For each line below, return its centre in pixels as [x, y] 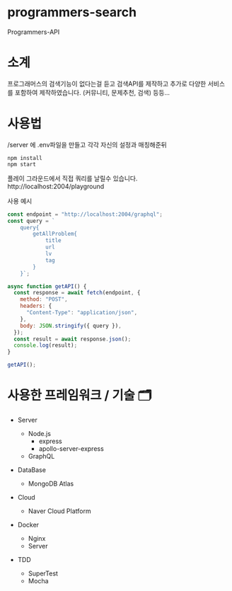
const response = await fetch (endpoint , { [77, 293]
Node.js [40, 434]
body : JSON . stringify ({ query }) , [71, 326]
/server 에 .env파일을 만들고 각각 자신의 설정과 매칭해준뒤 [87, 144]
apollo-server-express [71, 449]
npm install [25, 158]
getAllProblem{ [55, 234]
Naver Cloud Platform [59, 511]
